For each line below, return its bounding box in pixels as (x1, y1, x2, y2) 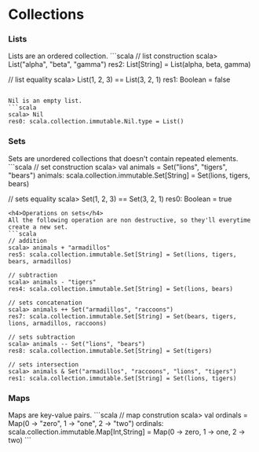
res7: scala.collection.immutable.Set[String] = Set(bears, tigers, (8, 312, 237, 320)
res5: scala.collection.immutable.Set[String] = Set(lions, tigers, (8, 250, 237, 259)
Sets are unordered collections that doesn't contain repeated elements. (8, 153, 239, 163)
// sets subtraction (8, 333, 76, 341)
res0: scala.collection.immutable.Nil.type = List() (8, 118, 184, 126)
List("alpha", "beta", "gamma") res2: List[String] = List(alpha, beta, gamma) (8, 60, 251, 69)
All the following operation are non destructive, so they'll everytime (8, 216, 251, 224)
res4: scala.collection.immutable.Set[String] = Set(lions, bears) (8, 285, 234, 292)
